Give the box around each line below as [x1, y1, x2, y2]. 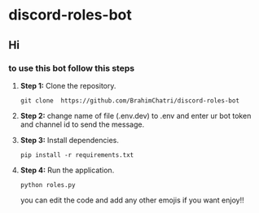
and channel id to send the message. [20, 120, 145, 129]
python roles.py [20, 180, 76, 189]
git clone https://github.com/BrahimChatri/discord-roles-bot [20, 96, 240, 105]
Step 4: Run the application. [20, 165, 115, 175]
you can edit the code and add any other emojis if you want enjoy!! [20, 195, 244, 205]
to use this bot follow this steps [8, 63, 135, 74]
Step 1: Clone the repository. [20, 80, 116, 90]
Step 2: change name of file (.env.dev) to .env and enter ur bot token [20, 111, 252, 120]
